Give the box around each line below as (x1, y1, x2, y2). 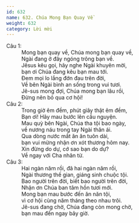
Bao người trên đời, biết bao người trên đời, (21, 178, 128, 185)
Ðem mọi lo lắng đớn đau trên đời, (21, 75, 106, 82)
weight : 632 (6, 20, 36, 26)
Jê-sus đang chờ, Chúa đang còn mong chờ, (21, 204, 133, 211)
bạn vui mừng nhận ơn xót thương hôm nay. (21, 139, 130, 146)
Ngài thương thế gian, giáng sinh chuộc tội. (21, 171, 129, 179)
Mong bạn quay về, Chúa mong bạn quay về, (21, 49, 134, 56)
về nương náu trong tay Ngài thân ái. (21, 126, 112, 133)
